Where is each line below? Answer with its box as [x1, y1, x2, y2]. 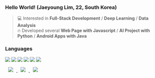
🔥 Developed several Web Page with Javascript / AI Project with [17, 27, 151, 33]
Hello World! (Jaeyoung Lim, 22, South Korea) [5, 4, 117, 11]
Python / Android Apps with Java [17, 33, 87, 39]
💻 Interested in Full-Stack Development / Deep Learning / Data [17, 15, 149, 21]
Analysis [17, 23, 36, 28]
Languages [5, 46, 33, 52]
